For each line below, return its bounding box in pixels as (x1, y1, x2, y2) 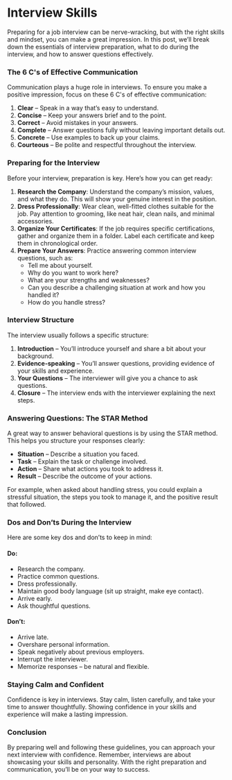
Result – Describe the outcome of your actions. (17, 472, 152, 480)
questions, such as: (17, 253, 73, 262)
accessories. (17, 217, 54, 225)
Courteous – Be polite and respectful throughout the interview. (17, 141, 197, 149)
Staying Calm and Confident (7, 679, 105, 689)
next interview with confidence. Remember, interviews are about (7, 751, 192, 759)
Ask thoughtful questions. (17, 602, 91, 610)
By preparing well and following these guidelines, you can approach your (7, 743, 216, 752)
